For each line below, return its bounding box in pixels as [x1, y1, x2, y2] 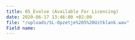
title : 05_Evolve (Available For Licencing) [6, 8, 119, 15]
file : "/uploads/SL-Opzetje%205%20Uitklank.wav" [6, 19, 130, 25]
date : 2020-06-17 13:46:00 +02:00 [6, 14, 93, 20]
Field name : [6, 25, 36, 31]
